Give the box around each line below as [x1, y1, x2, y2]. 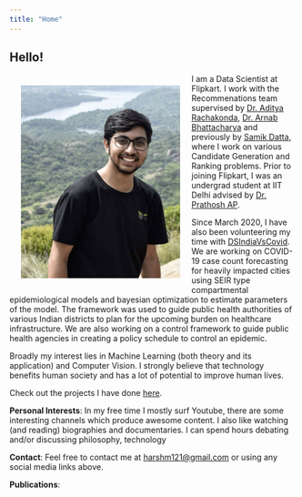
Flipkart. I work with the [191, 83, 280, 95]
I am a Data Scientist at [191, 74, 278, 85]
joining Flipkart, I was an [191, 170, 283, 181]
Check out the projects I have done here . [9, 388, 163, 399]
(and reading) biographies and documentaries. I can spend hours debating [9, 424, 289, 436]
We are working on [191, 246, 262, 257]
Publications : [9, 479, 61, 491]
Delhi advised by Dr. [191, 189, 267, 200]
